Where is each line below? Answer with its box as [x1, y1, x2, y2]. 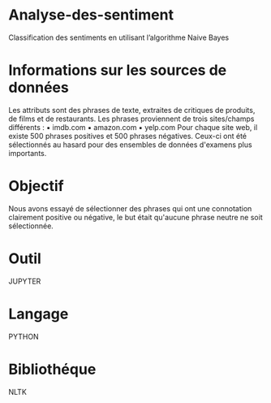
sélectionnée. [8, 221, 54, 231]
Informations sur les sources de [8, 61, 227, 80]
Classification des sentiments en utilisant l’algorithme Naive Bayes [8, 32, 230, 42]
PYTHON [8, 331, 39, 341]
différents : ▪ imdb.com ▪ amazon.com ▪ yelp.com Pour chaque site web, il [8, 122, 258, 132]
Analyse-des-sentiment [8, 6, 174, 24]
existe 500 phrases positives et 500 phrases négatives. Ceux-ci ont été [8, 131, 247, 141]
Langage [8, 305, 69, 323]
